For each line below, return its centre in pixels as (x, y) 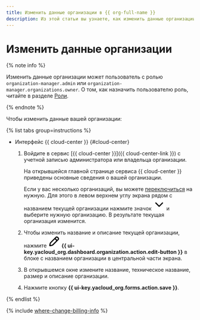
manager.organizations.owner (42, 90)
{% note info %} (26, 65)
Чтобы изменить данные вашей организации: (64, 119)
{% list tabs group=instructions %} (49, 130)
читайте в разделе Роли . (37, 96)
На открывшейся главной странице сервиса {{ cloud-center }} (103, 171)
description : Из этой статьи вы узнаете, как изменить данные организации (101, 19)
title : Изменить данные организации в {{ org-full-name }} (81, 12)
